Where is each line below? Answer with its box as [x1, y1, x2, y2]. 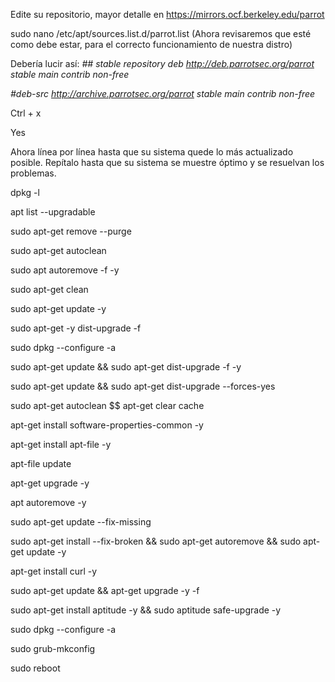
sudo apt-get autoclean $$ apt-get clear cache [10, 400, 205, 411]
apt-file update [10, 458, 72, 469]
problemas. [10, 167, 57, 179]
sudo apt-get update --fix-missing [10, 516, 152, 528]
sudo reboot [10, 662, 61, 674]
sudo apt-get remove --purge [10, 225, 132, 237]
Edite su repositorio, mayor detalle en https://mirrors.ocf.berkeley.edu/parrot [10, 9, 325, 20]
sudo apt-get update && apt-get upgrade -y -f [10, 585, 200, 596]
